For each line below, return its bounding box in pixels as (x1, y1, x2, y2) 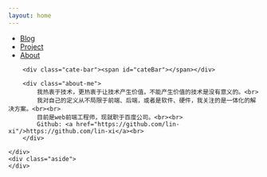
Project (19, 41, 44, 52)
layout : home (8, 11, 52, 20)
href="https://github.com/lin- (76, 120, 180, 128)
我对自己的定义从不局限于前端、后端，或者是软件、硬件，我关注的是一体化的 (37, 96, 251, 104)
